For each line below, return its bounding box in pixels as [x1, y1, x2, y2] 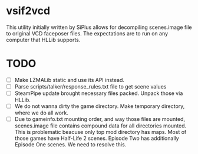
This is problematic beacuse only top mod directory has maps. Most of [14, 129, 187, 136]
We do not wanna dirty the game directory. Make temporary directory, [14, 103, 185, 110]
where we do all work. [14, 109, 69, 116]
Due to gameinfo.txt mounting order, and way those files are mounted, [14, 116, 186, 123]
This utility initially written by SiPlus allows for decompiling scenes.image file [6, 24, 192, 31]
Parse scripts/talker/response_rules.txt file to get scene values [14, 83, 167, 90]
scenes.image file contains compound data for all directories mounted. [14, 122, 187, 129]
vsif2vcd [6, 4, 51, 18]
